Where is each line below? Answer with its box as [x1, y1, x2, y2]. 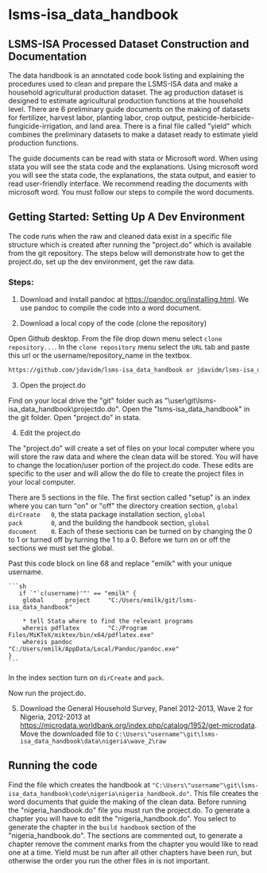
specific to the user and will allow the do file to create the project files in [8, 469, 244, 478]
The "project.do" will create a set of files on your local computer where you [8, 443, 255, 453]
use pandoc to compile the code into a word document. [19, 303, 202, 313]
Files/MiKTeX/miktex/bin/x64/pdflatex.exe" [8, 631, 155, 639]
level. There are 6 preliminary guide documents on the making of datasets [8, 105, 250, 114]
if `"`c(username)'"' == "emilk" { [18, 589, 137, 597]
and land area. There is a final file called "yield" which [75, 122, 252, 130]
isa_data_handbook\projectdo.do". [8, 404, 121, 414]
